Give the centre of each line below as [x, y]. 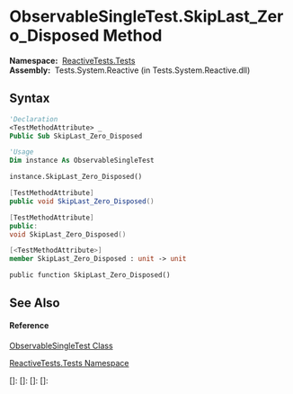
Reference [29, 326]
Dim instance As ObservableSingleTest [82, 161]
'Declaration [34, 119]
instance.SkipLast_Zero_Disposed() [76, 177]
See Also [35, 303]
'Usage [22, 152]
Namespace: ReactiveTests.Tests [72, 60]
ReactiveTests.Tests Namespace [69, 363]
